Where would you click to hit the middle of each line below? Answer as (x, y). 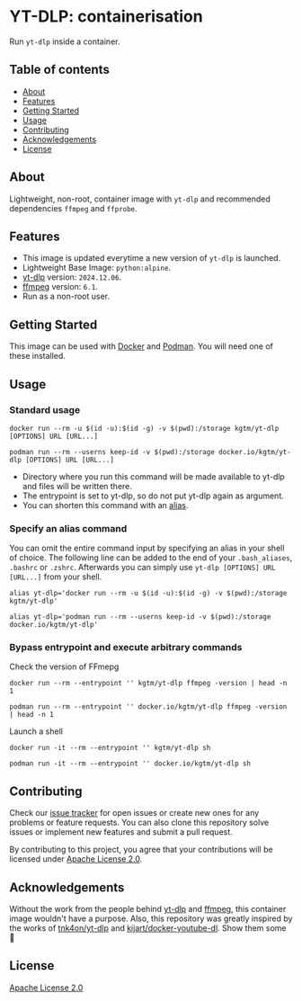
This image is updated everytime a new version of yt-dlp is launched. (151, 258)
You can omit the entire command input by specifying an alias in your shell (147, 548)
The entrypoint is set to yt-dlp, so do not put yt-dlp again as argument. (153, 496)
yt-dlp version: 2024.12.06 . (72, 277)
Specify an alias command (68, 528)
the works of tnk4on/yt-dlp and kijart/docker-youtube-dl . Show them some (148, 928)
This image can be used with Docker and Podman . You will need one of (142, 346)
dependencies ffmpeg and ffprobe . (73, 208)
